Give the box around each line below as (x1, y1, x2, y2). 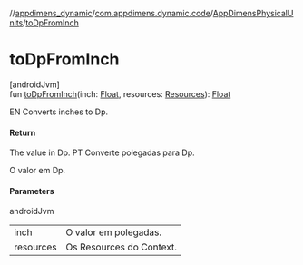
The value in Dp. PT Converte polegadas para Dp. (9, 147, 195, 158)
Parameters (9, 185, 54, 196)
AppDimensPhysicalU (212, 8, 294, 18)
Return (9, 127, 36, 138)
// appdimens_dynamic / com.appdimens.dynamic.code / (9, 8, 213, 18)
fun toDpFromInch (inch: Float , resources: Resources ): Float (9, 88, 231, 99)
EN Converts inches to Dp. (9, 106, 109, 117)
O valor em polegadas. (65, 226, 162, 239)
